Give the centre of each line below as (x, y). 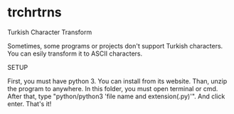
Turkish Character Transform (50, 32)
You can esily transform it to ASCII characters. (75, 53)
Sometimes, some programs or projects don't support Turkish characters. (115, 46)
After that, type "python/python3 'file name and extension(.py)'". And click (116, 96)
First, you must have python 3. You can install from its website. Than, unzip (117, 81)
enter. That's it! (30, 103)
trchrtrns (34, 12)
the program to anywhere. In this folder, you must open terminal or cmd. (113, 88)
